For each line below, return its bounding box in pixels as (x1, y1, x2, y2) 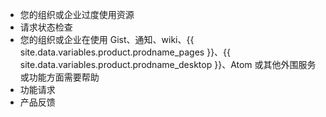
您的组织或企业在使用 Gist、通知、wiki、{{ (19, 34, 195, 45)
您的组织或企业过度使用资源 (19, 9, 135, 20)
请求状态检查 (19, 21, 73, 33)
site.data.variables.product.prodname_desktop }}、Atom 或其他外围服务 (19, 59, 317, 70)
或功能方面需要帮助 (19, 71, 100, 83)
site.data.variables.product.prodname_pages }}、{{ (19, 46, 232, 58)
